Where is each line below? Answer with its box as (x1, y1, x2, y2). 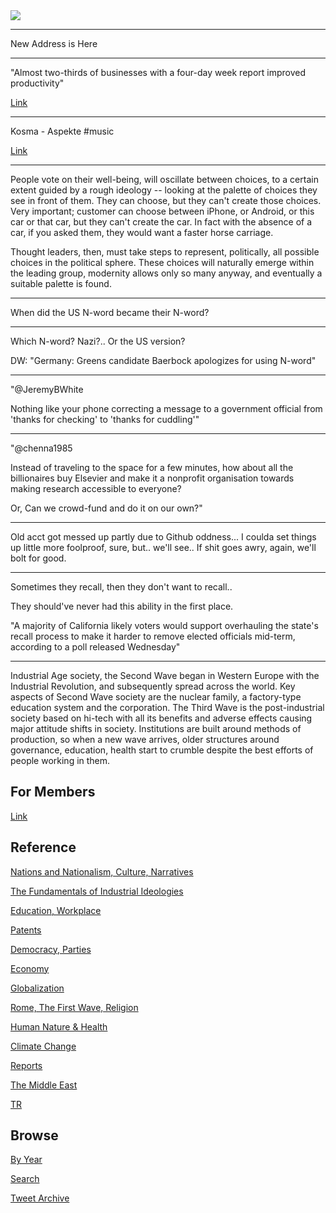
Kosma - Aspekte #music (10, 125, 115, 137)
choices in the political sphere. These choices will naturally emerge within (10, 257, 315, 268)
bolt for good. (10, 552, 67, 564)
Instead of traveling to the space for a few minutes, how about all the (10, 462, 294, 473)
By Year (10, 1154, 43, 1166)
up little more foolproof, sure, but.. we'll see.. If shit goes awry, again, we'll (10, 542, 317, 553)
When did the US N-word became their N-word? (10, 307, 210, 318)
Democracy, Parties (10, 943, 92, 955)
